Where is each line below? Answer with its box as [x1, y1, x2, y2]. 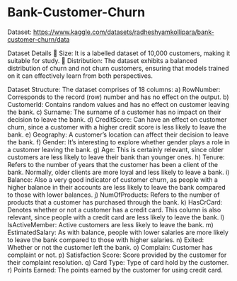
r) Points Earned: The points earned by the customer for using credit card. [7, 265, 223, 274]
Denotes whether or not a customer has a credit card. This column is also [7, 205, 221, 214]
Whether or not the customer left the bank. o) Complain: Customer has [7, 243, 214, 251]
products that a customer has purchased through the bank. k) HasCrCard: [7, 197, 223, 206]
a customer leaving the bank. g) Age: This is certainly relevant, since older [7, 145, 224, 154]
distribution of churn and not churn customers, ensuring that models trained [7, 64, 229, 72]
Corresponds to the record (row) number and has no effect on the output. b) [7, 93, 229, 101]
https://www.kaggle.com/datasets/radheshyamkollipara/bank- [33, 28, 214, 36]
